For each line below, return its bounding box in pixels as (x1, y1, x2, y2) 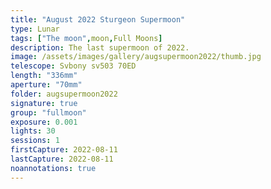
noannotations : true (10, 163, 97, 173)
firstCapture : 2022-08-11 (10, 145, 118, 155)
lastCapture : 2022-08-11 (10, 154, 114, 164)
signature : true (10, 98, 78, 108)
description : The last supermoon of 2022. (10, 42, 190, 53)
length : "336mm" (10, 71, 78, 81)
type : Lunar (10, 24, 60, 34)
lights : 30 (10, 126, 56, 136)
